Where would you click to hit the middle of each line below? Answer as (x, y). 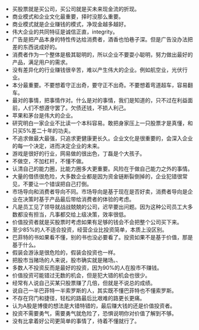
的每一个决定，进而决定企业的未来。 (57, 146)
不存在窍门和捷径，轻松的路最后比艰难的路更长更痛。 (79, 298)
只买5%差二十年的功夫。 (43, 131)
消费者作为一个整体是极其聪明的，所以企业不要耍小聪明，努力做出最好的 (102, 54)
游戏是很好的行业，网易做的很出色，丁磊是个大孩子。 (79, 153)
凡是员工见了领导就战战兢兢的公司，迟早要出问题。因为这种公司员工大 (100, 207)
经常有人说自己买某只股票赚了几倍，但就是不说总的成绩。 (84, 283)
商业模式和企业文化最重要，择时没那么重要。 (68, 16)
